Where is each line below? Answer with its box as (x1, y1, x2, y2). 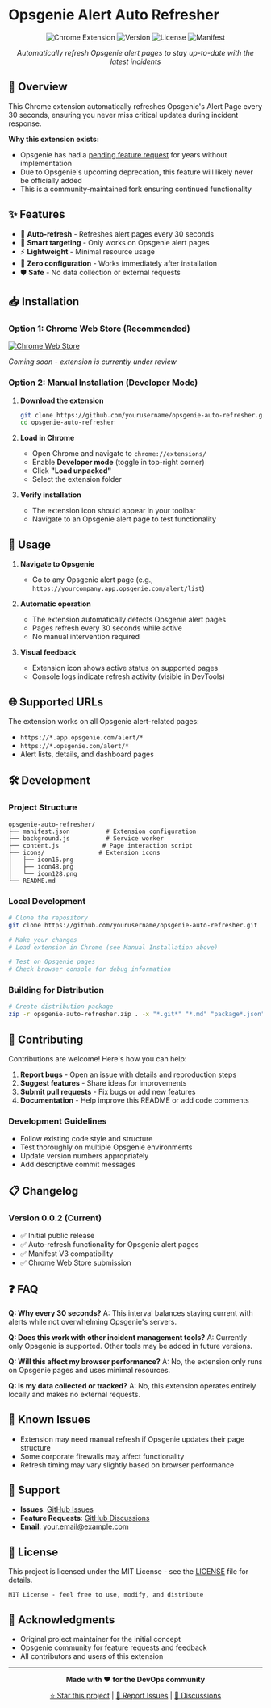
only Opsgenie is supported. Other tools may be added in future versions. (8, 1341, 252, 1350)
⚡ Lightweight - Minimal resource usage (19, 246, 156, 256)
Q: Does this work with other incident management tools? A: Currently (8, 1332, 248, 1342)
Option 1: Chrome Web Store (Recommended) (8, 323, 191, 334)
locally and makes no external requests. (8, 1389, 141, 1399)
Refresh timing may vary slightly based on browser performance (19, 1459, 235, 1470)
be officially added (19, 175, 82, 185)
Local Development (8, 895, 86, 906)
